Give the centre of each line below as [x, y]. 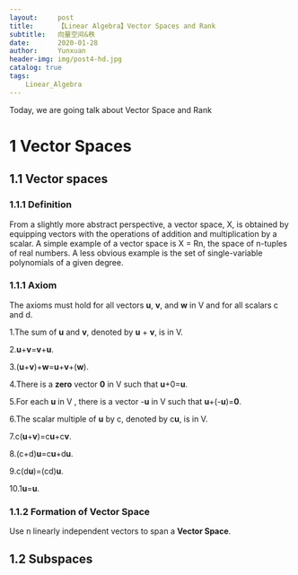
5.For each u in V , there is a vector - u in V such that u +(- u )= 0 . [126, 401]
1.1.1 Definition [40, 205]
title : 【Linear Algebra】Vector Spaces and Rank [113, 26]
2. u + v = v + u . [31, 349]
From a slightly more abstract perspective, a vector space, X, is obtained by [149, 224]
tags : [19, 76]
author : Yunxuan [48, 51]
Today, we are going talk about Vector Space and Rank [111, 109]
